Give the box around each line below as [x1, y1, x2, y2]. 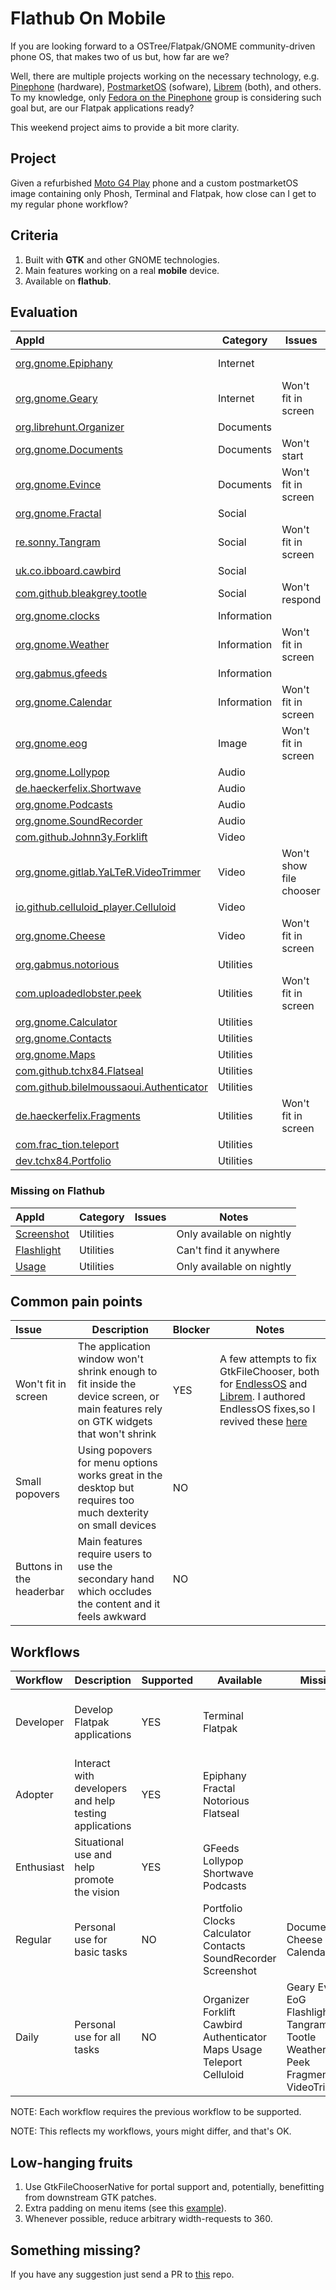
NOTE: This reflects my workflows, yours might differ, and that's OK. [10, 2125, 292, 2137]
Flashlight [15, 1243, 62, 1257]
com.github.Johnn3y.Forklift [15, 830, 148, 844]
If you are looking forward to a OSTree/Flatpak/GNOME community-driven [10, 40, 316, 52]
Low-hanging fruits [10, 2154, 133, 2171]
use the [77, 1560, 113, 1574]
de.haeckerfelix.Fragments [15, 1109, 142, 1123]
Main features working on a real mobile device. [24, 264, 220, 276]
